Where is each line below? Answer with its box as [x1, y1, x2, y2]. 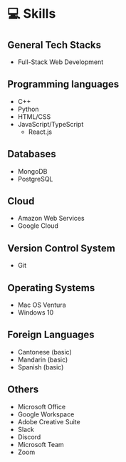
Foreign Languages [7, 329, 95, 341]
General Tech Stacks [7, 38, 102, 51]
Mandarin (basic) [17, 355, 68, 364]
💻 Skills [7, 6, 56, 22]
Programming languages [7, 78, 120, 90]
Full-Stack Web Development [17, 58, 104, 66]
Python [17, 105, 39, 113]
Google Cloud [17, 221, 58, 230]
